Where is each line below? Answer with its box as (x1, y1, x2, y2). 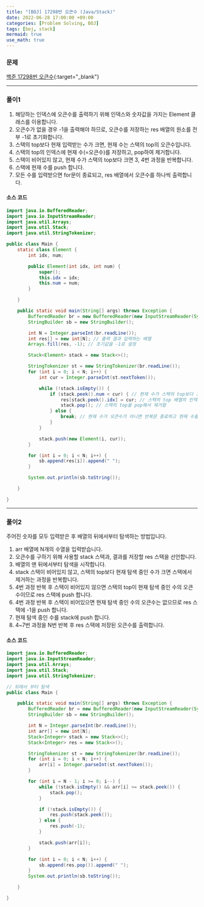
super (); (38, 269, 61, 275)
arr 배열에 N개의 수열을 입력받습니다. (15, 545, 103, 553)
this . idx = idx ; (38, 274, 80, 281)
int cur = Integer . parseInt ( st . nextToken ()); (38, 374, 156, 380)
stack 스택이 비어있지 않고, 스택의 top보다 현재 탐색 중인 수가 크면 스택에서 (15, 568, 192, 576)
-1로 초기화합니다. (21, 133, 64, 140)
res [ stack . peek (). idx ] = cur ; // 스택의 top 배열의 (60, 397, 186, 403)
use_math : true (6, 37, 45, 43)
